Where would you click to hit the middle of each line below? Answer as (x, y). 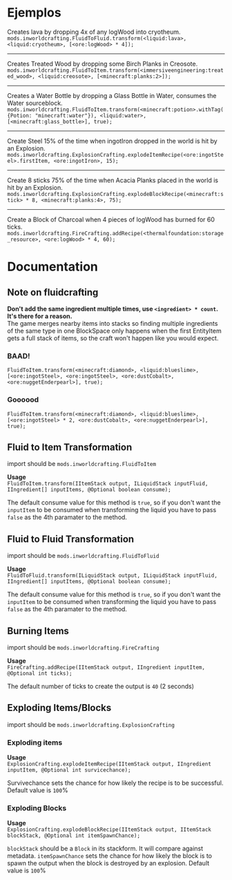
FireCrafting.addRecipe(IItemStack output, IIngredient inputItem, (106, 667)
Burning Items (38, 630)
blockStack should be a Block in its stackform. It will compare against (105, 849)
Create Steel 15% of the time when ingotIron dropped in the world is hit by (112, 141)
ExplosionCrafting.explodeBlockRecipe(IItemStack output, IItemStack (109, 830)
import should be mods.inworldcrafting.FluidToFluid (83, 556)
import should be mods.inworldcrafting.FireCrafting (83, 647)
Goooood (23, 400)
